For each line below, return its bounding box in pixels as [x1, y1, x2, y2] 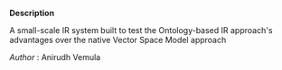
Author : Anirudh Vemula [9, 52, 101, 62]
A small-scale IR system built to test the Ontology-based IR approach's [9, 25, 273, 35]
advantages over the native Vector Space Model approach [9, 35, 227, 45]
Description [9, 8, 55, 18]
